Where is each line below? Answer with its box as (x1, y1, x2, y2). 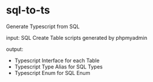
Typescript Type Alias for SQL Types (14, 63, 103, 70)
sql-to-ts (6, 4, 50, 17)
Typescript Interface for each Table (14, 57, 100, 64)
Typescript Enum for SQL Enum (14, 69, 91, 76)
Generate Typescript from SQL (6, 23, 80, 30)
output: (6, 45, 23, 53)
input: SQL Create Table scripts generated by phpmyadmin (6, 34, 148, 41)
